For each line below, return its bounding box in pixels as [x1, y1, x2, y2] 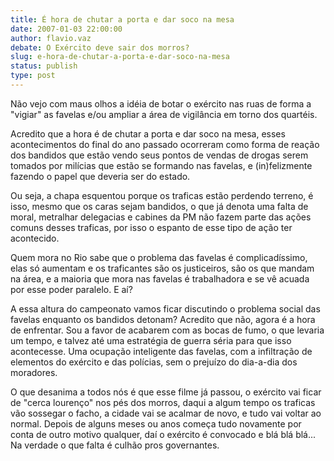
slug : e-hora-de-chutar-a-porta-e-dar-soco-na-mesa [10, 52, 230, 62]
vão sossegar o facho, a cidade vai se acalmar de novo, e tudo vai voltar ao [10, 407, 322, 419]
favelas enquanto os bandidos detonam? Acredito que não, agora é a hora [10, 313, 316, 325]
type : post [10, 71, 56, 81]
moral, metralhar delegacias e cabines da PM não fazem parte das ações [10, 211, 312, 223]
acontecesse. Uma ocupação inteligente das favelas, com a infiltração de [10, 345, 313, 357]
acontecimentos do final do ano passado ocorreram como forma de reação [10, 138, 320, 150]
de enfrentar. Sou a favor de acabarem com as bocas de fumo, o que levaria [10, 324, 325, 336]
